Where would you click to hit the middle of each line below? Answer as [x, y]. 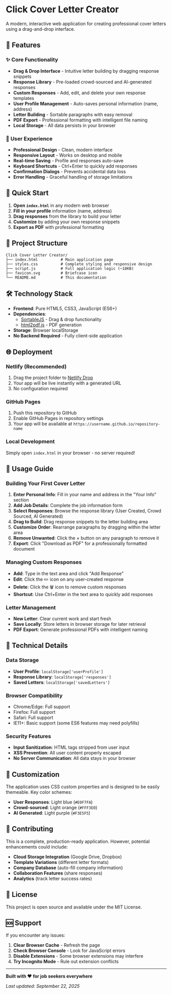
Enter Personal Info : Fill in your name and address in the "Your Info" [85, 495]
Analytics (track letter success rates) [53, 878]
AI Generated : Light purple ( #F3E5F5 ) [52, 813]
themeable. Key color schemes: [39, 792]
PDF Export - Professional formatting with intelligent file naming [80, 120]
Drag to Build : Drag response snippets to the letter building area [81, 522]
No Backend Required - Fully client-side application [68, 336]
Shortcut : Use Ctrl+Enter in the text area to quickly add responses [83, 594]
